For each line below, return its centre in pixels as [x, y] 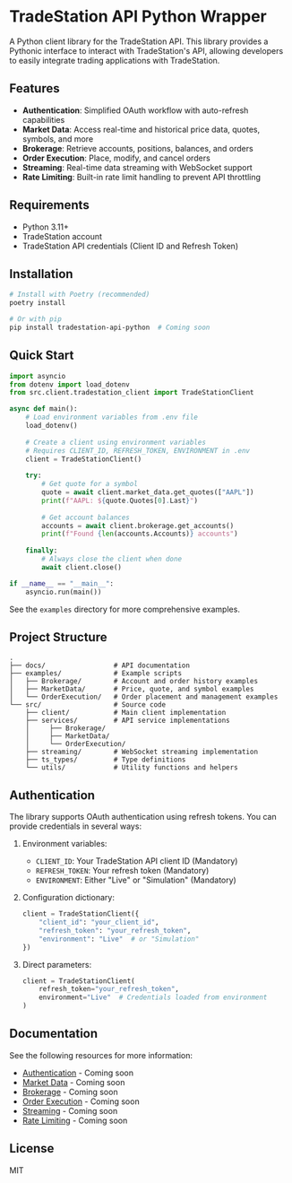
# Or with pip [36, 319]
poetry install [38, 303]
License [32, 1148]
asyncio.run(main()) [64, 592]
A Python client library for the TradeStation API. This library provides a [139, 41]
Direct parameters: [57, 964]
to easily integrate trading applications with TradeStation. [115, 60]
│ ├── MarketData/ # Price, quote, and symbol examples [132, 689]
